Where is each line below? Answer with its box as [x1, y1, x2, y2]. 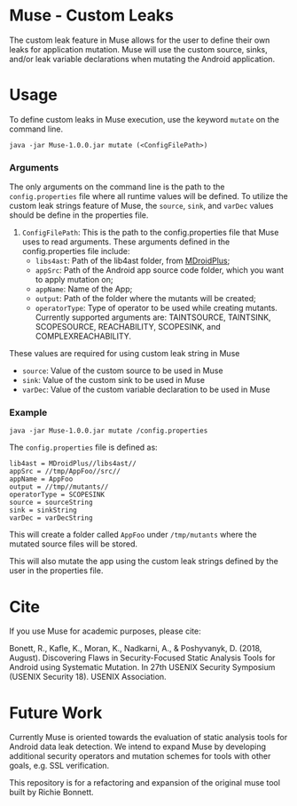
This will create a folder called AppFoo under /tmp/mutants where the [9, 530, 257, 540]
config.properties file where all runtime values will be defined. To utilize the [9, 191, 288, 202]
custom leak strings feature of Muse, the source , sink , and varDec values [9, 201, 274, 211]
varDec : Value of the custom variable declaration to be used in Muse [21, 384, 270, 395]
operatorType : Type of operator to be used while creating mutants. [35, 303, 277, 314]
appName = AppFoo [9, 475, 74, 484]
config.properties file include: [21, 246, 130, 257]
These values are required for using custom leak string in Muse [9, 348, 240, 359]
